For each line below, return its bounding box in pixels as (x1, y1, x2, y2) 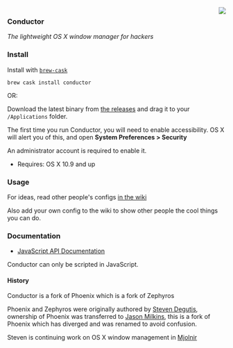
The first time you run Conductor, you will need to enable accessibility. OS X (7, 125, 225, 134)
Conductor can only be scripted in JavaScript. (7, 260, 139, 269)
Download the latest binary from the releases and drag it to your (7, 104, 190, 113)
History (7, 276, 30, 284)
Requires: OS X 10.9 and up (17, 160, 96, 168)
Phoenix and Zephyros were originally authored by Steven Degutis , (7, 305, 198, 313)
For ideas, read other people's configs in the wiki (7, 192, 147, 201)
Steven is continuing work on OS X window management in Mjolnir (7, 333, 198, 342)
